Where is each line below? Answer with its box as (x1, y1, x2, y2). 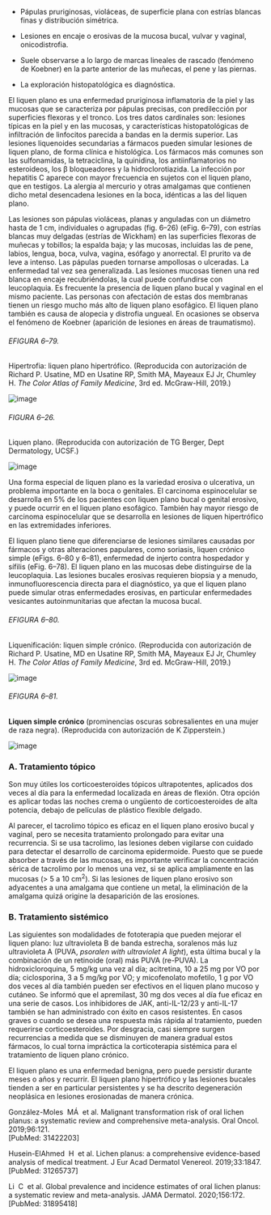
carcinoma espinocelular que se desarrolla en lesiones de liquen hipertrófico (8, 512, 264, 521)
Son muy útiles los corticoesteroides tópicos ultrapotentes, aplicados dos (8, 780, 253, 789)
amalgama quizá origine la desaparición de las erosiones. (8, 890, 200, 901)
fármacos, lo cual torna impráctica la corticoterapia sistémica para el (8, 1042, 237, 1051)
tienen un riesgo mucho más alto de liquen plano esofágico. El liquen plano (8, 300, 259, 310)
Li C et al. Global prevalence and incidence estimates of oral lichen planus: (8, 1182, 261, 1192)
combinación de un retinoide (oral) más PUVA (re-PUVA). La (8, 955, 209, 966)
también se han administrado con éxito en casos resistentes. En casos (8, 1007, 243, 1017)
